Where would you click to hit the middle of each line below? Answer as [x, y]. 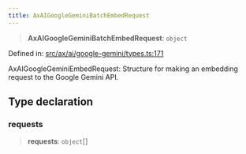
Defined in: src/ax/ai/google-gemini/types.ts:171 [86, 53]
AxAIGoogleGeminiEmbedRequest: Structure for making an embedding [123, 69]
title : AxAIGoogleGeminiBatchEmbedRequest [79, 15]
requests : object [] [58, 141]
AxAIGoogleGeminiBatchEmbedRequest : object [107, 38]
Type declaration [50, 102]
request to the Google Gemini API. [63, 77]
